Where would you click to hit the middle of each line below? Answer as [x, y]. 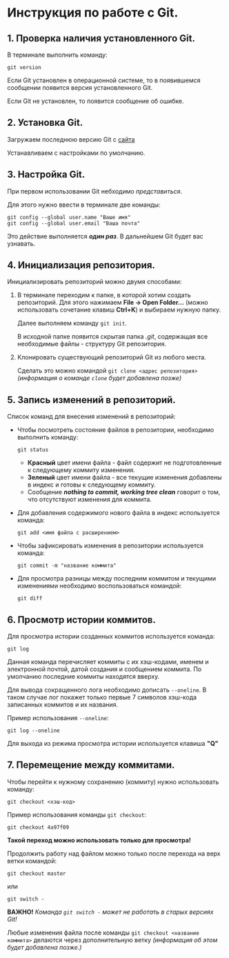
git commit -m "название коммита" [67, 566]
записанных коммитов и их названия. [63, 705]
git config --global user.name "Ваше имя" [69, 217]
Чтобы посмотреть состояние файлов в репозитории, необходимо [116, 430]
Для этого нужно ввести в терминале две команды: [84, 205]
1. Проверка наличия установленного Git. [101, 38]
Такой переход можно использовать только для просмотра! [99, 840]
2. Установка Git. [45, 123]
